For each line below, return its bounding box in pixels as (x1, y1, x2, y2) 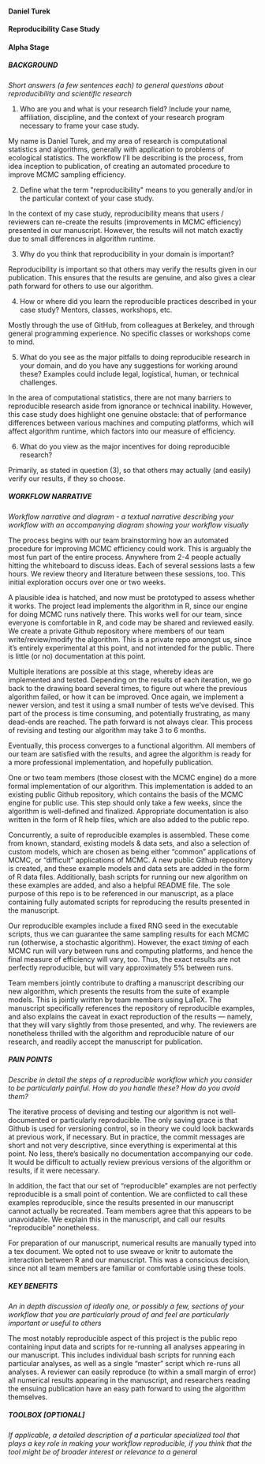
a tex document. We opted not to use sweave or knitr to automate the (8, 1246, 233, 1256)
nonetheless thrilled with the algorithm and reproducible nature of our (8, 1028, 234, 1038)
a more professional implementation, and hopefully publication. (8, 757, 214, 767)
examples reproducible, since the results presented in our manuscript (8, 1197, 234, 1207)
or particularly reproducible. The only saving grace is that (50, 1115, 238, 1124)
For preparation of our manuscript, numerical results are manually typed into (8, 1238, 256, 1248)
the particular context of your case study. (19, 193, 155, 203)
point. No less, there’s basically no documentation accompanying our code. (8, 1149, 254, 1158)
